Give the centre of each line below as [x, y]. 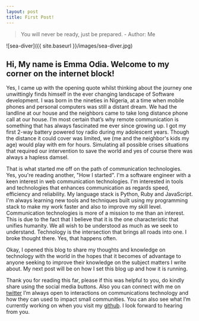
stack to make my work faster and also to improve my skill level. [84, 207]
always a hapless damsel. [38, 158]
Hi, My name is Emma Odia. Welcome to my [88, 64]
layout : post [22, 12]
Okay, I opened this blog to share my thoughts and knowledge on [86, 250]
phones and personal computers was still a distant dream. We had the [91, 107]
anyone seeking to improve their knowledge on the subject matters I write [96, 263]
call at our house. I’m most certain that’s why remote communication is [93, 119]
